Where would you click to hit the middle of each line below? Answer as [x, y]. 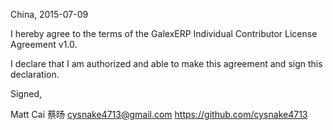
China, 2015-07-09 [49, 14]
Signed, [26, 93]
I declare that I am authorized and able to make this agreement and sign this [166, 63]
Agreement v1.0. [44, 44]
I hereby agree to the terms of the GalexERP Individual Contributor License [164, 33]
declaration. [35, 74]
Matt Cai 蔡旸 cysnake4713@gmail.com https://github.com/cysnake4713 [159, 114]
